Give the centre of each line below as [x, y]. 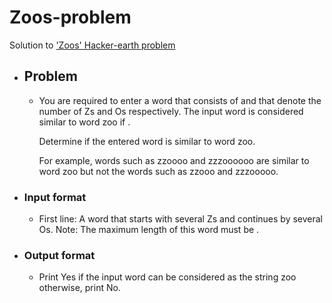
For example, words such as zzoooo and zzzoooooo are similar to [174, 160]
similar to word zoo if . [84, 122]
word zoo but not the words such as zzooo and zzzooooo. [158, 171]
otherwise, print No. [79, 288]
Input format [55, 197]
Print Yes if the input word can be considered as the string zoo [167, 277]
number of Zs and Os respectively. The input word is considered [171, 111]
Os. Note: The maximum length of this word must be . [149, 230]
